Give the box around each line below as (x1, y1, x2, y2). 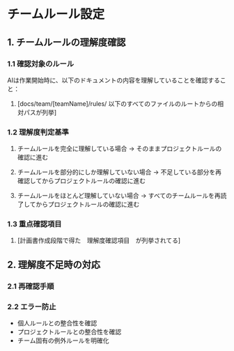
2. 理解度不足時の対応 (7, 258, 101, 270)
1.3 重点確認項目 (7, 219, 62, 229)
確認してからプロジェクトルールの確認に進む (17, 177, 146, 185)
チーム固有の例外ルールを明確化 (17, 336, 109, 345)
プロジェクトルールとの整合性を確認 (17, 328, 122, 336)
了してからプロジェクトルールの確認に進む (17, 200, 140, 209)
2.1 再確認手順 (7, 281, 54, 291)
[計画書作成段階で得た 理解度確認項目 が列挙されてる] (17, 236, 181, 244)
